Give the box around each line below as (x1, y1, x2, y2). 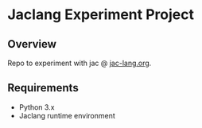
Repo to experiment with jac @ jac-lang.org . (7, 58, 152, 68)
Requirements (7, 81, 79, 95)
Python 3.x (18, 102, 55, 112)
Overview (7, 37, 57, 51)
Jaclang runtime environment (18, 111, 116, 120)
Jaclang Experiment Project (7, 6, 194, 24)
